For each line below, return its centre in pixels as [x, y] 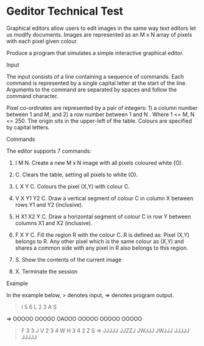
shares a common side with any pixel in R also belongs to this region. [102, 248]
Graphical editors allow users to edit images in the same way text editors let [101, 28]
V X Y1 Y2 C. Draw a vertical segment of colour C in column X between [104, 198]
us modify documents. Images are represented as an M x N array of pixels [99, 34]
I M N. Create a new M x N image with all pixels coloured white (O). [99, 162]
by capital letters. [28, 127]
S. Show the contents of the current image [68, 259]
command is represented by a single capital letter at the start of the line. [97, 83]
